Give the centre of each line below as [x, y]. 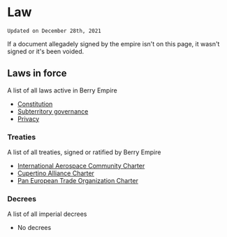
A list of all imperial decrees [47, 214]
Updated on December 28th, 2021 [54, 31]
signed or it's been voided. [46, 51]
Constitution [35, 104]
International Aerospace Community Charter [81, 166]
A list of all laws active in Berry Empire [62, 90]
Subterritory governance [53, 111]
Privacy [28, 118]
